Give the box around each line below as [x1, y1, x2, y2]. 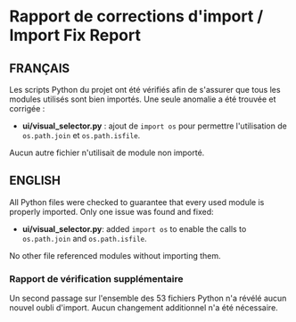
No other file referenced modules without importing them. [9, 250, 221, 260]
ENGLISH [9, 173, 61, 188]
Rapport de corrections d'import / [9, 6, 264, 27]
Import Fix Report [9, 25, 141, 45]
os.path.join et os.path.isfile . [21, 130, 141, 140]
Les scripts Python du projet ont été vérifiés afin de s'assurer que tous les [9, 85, 281, 95]
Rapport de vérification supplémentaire [9, 272, 184, 285]
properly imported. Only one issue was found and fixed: [9, 206, 214, 217]
